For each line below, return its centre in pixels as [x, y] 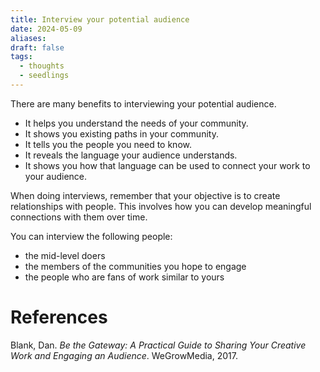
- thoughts [42, 66]
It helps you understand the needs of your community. [136, 123]
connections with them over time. [79, 217]
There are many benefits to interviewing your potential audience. [143, 103]
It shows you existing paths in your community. [121, 133]
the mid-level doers [65, 255]
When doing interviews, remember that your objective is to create [145, 195]
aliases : [28, 38]
